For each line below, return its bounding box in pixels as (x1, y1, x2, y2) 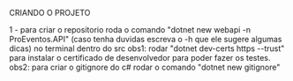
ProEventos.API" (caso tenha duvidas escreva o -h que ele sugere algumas (9, 34, 282, 44)
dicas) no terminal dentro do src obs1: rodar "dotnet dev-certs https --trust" (9, 43, 285, 54)
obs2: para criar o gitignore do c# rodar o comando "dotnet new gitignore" (9, 62, 281, 72)
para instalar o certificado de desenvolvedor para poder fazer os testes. (9, 53, 271, 63)
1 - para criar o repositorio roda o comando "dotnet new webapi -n (9, 25, 252, 34)
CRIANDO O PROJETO (9, 8, 91, 18)
